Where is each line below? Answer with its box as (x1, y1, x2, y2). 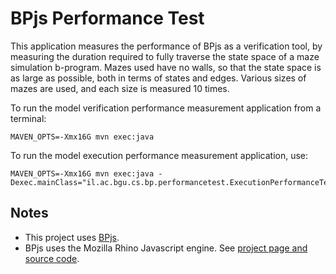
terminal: (10, 112, 47, 124)
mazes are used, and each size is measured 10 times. (10, 82, 230, 94)
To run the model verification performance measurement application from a (10, 102, 322, 114)
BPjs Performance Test (10, 7, 205, 30)
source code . (24, 252, 80, 264)
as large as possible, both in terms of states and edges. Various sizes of (10, 72, 307, 84)
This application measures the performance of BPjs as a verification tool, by (10, 40, 323, 52)
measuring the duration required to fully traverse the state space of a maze (10, 50, 320, 62)
